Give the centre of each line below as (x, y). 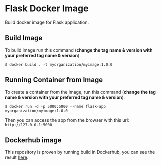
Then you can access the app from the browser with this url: (67, 120)
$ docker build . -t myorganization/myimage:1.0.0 (59, 65)
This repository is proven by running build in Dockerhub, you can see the (80, 152)
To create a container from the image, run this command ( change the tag (81, 92)
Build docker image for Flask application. (47, 22)
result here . (17, 157)
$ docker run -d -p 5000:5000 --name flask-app (56, 106)
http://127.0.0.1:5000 (29, 125)
